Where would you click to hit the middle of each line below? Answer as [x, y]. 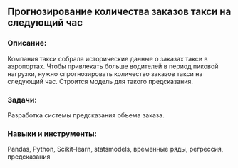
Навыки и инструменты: [52, 133]
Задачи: [22, 100]
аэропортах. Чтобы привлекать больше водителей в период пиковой [113, 66]
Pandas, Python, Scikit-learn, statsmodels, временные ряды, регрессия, [115, 149]
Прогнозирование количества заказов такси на [119, 12]
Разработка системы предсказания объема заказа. [86, 115]
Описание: [27, 43]
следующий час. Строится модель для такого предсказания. [100, 81]
